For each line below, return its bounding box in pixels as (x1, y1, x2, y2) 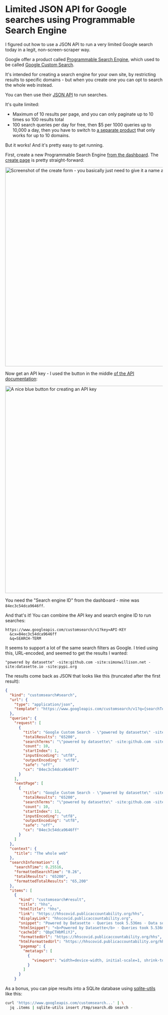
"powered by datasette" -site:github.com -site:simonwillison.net (5, 660, 146, 665)
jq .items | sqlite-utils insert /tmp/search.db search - (9, 1005, 133, 1010)
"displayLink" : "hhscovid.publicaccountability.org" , (18, 916, 133, 921)
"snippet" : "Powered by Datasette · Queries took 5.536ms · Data (18, 920, 157, 925)
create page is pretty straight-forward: (5, 157, 84, 163)
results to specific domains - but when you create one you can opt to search (5, 77, 163, 83)
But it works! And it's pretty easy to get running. (5, 142, 104, 148)
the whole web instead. (5, 82, 53, 88)
